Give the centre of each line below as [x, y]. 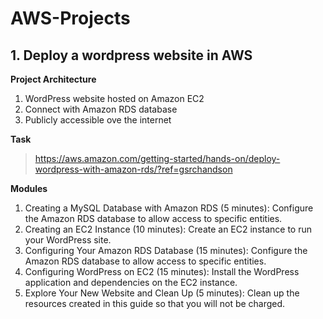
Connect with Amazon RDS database [101, 109]
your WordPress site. [68, 240]
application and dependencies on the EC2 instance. [131, 282]
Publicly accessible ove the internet [98, 120]
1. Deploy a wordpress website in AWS [131, 55]
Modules [29, 188]
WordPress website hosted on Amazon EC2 [114, 98]
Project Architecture [53, 79]
